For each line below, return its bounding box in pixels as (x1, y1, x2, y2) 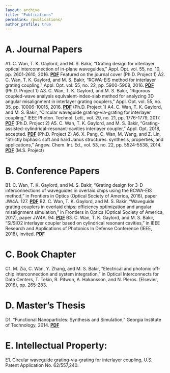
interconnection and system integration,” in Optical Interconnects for (15, 271, 159, 277)
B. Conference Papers (5, 165, 100, 177)
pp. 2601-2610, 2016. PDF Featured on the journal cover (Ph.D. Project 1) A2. (5, 71, 165, 78)
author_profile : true (5, 21, 51, 27)
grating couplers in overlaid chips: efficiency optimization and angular (5, 204, 152, 210)
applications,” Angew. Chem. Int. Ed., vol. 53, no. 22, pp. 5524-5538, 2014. (5, 142, 162, 148)
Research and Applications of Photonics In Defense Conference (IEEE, (5, 226, 153, 232)
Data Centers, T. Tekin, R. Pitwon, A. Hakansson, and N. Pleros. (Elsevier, (5, 277, 158, 283)
